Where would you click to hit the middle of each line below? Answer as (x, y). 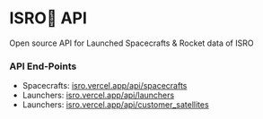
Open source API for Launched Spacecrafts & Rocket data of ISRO (131, 43)
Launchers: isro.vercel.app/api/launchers (98, 95)
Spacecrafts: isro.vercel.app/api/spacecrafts (105, 86)
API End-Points (43, 66)
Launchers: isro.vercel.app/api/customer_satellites (115, 105)
